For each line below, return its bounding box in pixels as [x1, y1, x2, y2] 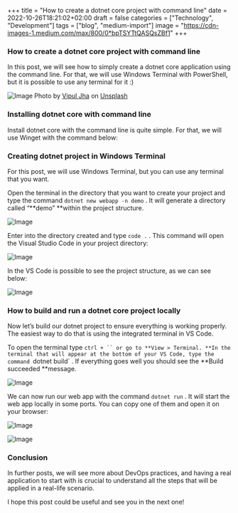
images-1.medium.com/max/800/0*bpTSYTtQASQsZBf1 [7, 28, 171, 37]
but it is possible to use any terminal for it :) [7, 78, 134, 86]
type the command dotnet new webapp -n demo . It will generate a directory [7, 196, 226, 204]
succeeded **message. [7, 365, 77, 373]
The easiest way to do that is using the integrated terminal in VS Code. [7, 329, 214, 338]
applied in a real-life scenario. [7, 484, 94, 492]
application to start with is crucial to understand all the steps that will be [7, 477, 218, 485]
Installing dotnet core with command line [7, 110, 151, 120]
